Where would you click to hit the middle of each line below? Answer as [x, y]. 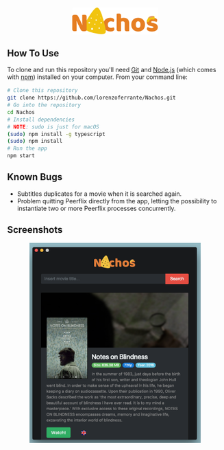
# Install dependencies [41, 120]
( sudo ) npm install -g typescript [57, 134]
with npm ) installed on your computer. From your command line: [98, 77]
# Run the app [27, 148]
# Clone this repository [42, 91]
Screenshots [35, 230]
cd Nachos [21, 112]
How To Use [33, 53]
